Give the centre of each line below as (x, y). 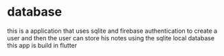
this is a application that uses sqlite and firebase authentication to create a (112, 31)
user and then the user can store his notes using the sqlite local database (111, 38)
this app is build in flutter (42, 45)
